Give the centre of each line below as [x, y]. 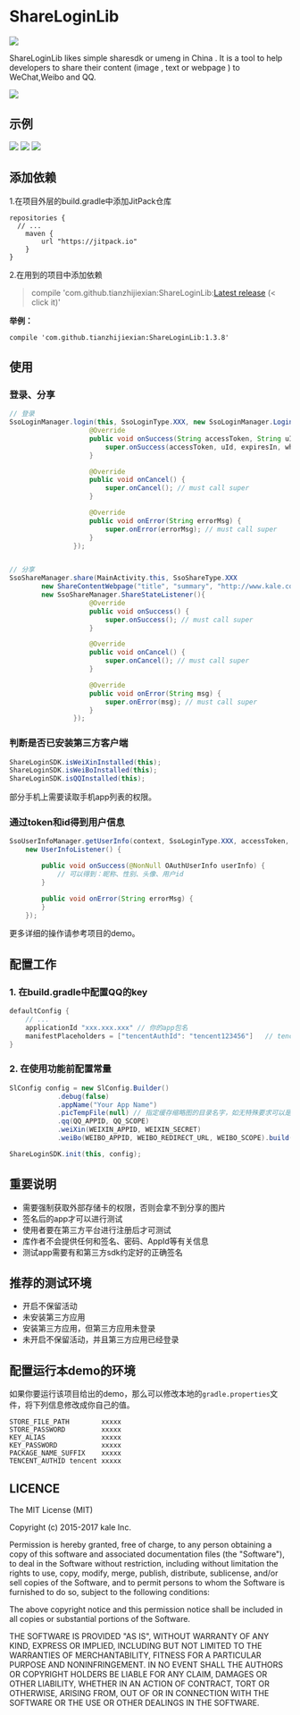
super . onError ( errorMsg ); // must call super [191, 529]
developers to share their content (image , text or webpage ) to [125, 67]
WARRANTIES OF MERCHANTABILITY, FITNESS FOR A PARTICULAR [135, 1655]
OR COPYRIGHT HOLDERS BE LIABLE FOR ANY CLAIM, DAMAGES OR [138, 1675]
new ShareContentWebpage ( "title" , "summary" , [128, 587]
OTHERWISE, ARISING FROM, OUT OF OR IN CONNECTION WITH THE [139, 1694]
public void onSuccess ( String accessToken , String [185, 439]
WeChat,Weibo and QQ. [53, 77]
